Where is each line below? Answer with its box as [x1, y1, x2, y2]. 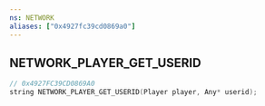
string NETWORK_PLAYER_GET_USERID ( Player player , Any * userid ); [9, 88, 258, 97]
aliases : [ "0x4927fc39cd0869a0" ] [9, 22, 136, 31]
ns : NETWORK [9, 13, 54, 23]
